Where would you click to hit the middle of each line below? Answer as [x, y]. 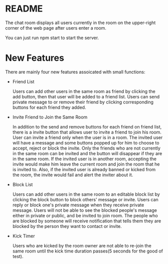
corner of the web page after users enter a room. [56, 28]
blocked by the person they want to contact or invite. [67, 226]
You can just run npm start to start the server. [52, 38]
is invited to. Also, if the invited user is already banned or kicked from [84, 169]
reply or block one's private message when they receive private [78, 205]
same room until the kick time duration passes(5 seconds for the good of [88, 251]
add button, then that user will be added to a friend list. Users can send [86, 96]
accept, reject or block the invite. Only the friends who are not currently [86, 148]
